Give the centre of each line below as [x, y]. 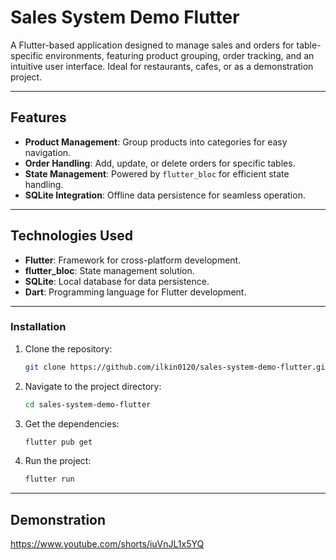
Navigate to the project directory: [93, 386]
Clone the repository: [68, 348]
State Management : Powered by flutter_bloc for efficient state [157, 173]
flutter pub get [58, 442]
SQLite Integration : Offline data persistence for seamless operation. [165, 195]
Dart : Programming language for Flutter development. [135, 292]
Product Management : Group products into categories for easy [156, 142]
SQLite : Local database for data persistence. [117, 281]
